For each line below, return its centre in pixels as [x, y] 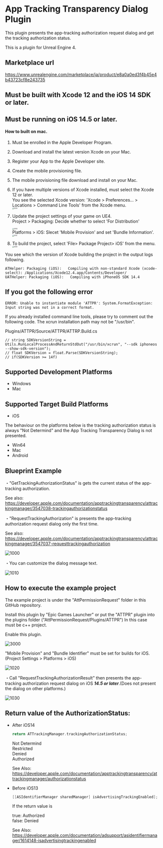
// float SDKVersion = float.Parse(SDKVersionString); [62, 353]
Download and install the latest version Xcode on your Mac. [71, 151]
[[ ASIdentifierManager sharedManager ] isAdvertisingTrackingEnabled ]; [85, 797]
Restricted [22, 748]
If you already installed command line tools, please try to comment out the [79, 316]
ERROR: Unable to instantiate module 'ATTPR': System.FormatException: [79, 303]
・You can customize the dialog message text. [51, 563]
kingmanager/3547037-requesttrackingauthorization [58, 544]
